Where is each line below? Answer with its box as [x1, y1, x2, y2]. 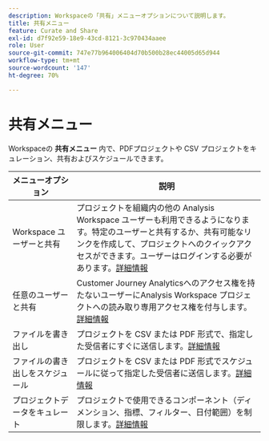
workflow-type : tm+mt [8, 57, 81, 65]
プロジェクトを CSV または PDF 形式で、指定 [76, 328, 246, 339]
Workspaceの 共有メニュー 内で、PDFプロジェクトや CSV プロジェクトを [8, 144, 251, 153]
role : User [8, 42, 45, 50]
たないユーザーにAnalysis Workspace [76, 289, 218, 301]
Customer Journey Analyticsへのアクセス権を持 [76, 277, 255, 289]
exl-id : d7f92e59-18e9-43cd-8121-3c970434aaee [8, 34, 167, 42]
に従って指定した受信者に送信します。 [92, 367, 236, 378]
